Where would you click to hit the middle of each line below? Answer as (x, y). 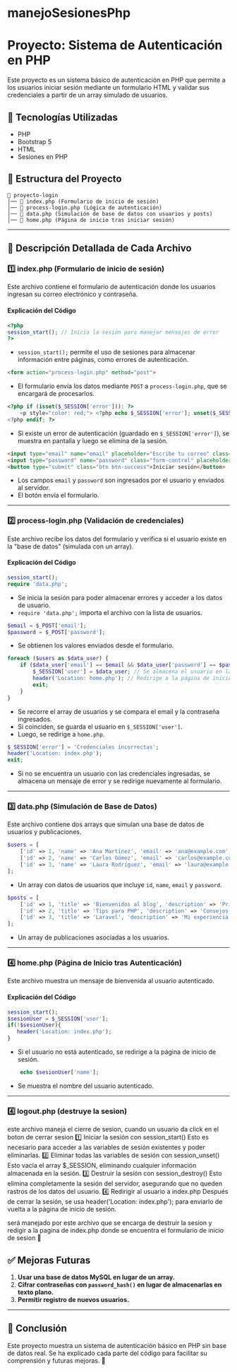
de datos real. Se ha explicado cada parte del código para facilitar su (108, 1353)
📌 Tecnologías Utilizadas (62, 117)
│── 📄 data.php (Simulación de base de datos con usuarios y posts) (110, 213)
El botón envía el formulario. (59, 496)
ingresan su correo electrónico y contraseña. (73, 294)
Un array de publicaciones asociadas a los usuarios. (93, 937)
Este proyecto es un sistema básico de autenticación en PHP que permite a (116, 80)
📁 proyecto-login (33, 195)
